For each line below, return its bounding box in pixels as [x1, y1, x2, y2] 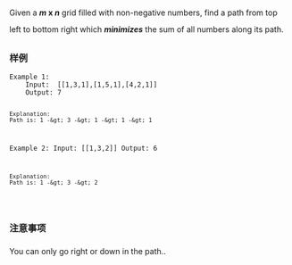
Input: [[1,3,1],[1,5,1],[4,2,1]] [25, 80, 158, 89]
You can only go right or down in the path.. [9, 245, 167, 256]
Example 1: [9, 72, 50, 82]
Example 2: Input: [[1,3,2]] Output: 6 [9, 144, 158, 153]
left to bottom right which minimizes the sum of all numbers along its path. [9, 24, 284, 35]
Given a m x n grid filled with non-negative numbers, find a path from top [9, 7, 279, 18]
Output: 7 [25, 88, 63, 97]
